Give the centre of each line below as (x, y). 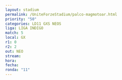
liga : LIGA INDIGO (24, 28)
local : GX (15, 38)
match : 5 (14, 33)
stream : (13, 56)
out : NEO (14, 51)
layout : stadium (22, 10)
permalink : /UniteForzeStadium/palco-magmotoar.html (61, 14)
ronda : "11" (17, 70)
